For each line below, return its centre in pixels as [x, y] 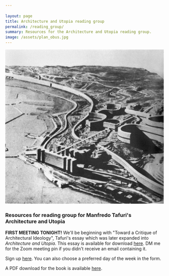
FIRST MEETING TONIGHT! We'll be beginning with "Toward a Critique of [81, 233]
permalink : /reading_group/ [35, 27]
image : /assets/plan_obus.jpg [37, 37]
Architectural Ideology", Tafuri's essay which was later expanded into [77, 238]
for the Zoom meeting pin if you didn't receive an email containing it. [76, 249]
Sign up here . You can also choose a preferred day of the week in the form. [83, 258]
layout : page [19, 16]
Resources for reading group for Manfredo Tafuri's [68, 215]
